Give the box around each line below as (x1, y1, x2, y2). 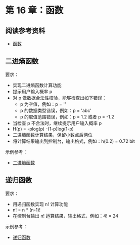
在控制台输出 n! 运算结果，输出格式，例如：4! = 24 (12, 213, 119, 219)
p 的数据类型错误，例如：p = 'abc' (20, 107, 92, 113)
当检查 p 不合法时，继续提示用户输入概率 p (12, 120, 102, 126)
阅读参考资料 (5, 26, 45, 35)
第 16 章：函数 (5, 5, 64, 16)
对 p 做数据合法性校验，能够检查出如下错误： (12, 95, 107, 101)
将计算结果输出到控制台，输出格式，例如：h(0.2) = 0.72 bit (12, 138, 135, 144)
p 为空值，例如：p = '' (20, 101, 67, 107)
